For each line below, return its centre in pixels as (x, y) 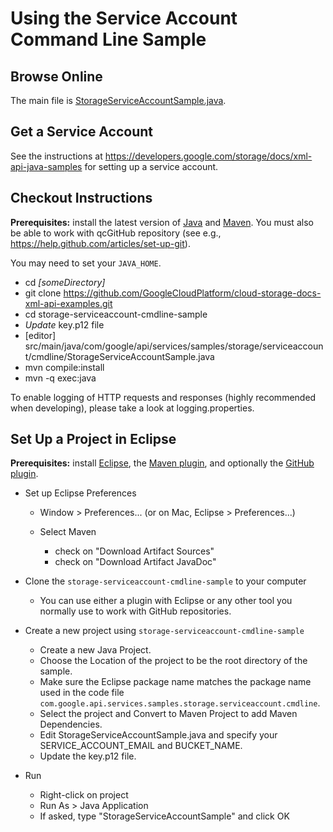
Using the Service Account (124, 18)
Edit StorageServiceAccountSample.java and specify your (158, 735)
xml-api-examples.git (68, 303)
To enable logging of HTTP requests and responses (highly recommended (163, 397)
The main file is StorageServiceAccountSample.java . (118, 100)
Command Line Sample (108, 39)
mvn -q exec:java (60, 378)
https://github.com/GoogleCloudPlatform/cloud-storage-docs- (192, 293)
